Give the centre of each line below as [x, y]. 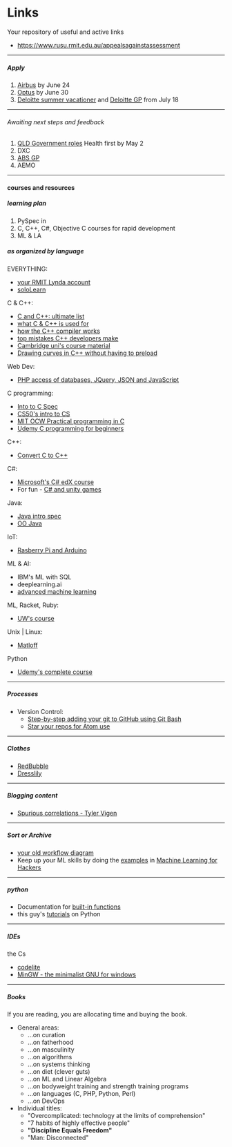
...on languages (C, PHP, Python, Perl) [81, 1094]
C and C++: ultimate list [51, 316]
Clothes [19, 749]
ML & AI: [19, 563]
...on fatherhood [50, 1042]
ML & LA [29, 235]
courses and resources [41, 187]
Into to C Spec [38, 406]
